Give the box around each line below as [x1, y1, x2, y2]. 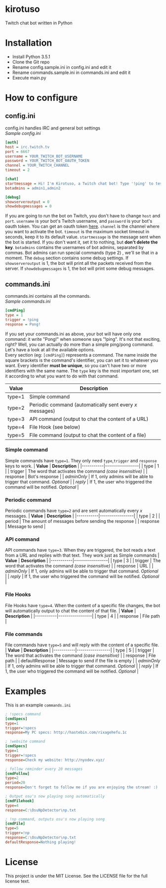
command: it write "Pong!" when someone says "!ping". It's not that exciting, [5, 336, 161, 342]
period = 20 [5, 780, 26, 785]
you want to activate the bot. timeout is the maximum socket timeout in [5, 229, 150, 235]
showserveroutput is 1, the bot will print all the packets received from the [5, 260, 152, 266]
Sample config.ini [5, 130, 41, 136]
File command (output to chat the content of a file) [29, 432, 147, 439]
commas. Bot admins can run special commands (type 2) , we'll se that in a [5, 250, 158, 256]
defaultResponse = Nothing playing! [5, 839, 77, 844]
